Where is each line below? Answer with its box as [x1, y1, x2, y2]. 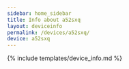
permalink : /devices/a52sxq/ [7, 29, 90, 36]
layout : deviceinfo [7, 23, 63, 29]
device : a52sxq [7, 36, 51, 42]
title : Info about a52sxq [7, 16, 81, 23]
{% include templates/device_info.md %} [7, 54, 123, 62]
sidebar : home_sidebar [7, 10, 72, 17]
